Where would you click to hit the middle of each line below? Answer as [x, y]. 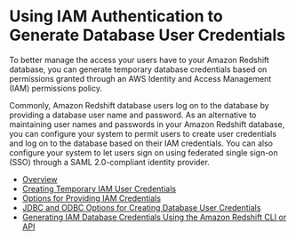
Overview [40, 179]
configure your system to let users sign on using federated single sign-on [144, 152]
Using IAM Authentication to [116, 16]
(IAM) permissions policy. [56, 88]
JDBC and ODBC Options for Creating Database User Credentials [141, 207]
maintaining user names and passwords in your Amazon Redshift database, [147, 124]
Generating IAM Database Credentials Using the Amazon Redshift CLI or [154, 217]
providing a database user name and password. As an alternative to [133, 115]
